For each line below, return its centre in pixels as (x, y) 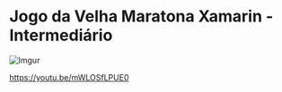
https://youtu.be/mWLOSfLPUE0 (69, 77)
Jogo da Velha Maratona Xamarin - (141, 17)
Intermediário (61, 35)
